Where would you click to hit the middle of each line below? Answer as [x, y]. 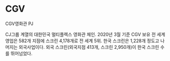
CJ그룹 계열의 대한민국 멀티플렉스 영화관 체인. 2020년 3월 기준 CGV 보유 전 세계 [85, 34]
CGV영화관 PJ [20, 23]
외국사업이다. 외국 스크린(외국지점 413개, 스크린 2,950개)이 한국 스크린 [89, 47]
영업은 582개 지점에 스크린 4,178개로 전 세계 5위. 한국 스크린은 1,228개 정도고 [82, 41]
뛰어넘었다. [22, 53]
